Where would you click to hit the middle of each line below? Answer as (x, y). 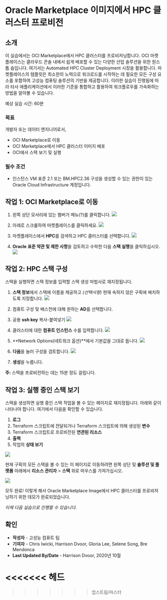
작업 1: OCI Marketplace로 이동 (52, 202)
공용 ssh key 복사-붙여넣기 (39, 320)
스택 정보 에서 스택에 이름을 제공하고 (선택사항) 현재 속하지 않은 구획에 (80, 293)
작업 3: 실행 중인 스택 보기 (42, 390)
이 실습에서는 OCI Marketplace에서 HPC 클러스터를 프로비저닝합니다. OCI (77, 56)
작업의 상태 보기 (28, 445)
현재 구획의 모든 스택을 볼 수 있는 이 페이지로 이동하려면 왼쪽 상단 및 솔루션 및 (80, 464)
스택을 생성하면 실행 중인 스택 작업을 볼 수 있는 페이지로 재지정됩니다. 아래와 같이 (83, 403)
